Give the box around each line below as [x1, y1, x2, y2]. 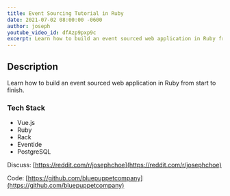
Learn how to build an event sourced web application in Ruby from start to [7, 79, 216, 87]
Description [7, 61, 58, 72]
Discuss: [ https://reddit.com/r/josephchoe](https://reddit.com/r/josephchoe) [7, 161, 222, 169]
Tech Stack [7, 103, 46, 113]
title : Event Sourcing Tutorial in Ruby [7, 10, 125, 17]
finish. [7, 86, 25, 94]
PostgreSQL [16, 148, 51, 156]
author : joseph [7, 23, 51, 29]
